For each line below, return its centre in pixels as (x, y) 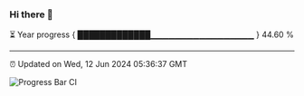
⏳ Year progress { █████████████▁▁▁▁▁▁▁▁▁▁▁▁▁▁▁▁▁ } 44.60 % (152, 34)
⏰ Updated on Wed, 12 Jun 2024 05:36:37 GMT (99, 64)
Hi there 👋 (32, 14)
